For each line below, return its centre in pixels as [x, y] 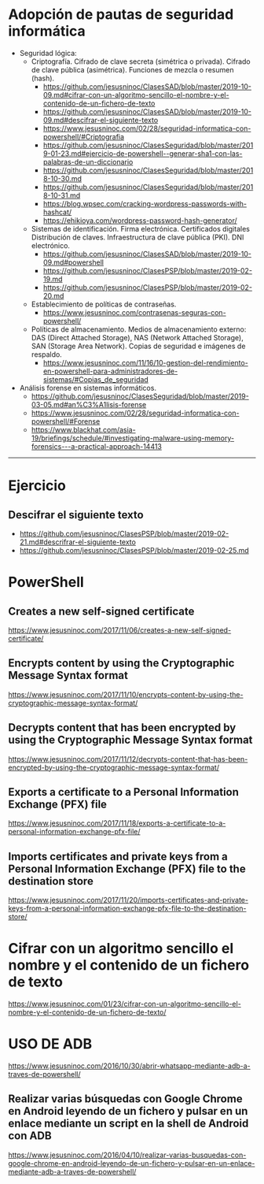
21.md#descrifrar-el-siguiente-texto [77, 542]
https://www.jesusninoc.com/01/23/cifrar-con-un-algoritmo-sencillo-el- [125, 1004]
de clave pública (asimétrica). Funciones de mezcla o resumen [132, 69]
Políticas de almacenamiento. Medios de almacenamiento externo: [139, 329]
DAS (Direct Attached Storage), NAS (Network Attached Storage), [137, 337]
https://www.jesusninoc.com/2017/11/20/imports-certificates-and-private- [128, 900]
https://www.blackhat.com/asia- [83, 429]
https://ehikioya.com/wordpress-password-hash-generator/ [140, 220]
